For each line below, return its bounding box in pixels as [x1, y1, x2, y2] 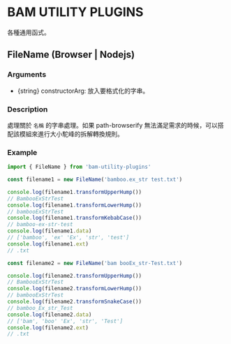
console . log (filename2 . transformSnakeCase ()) [7, 298, 142, 306]
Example [7, 147, 38, 157]
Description [7, 104, 48, 114]
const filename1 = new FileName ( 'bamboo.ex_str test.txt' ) [7, 176, 183, 184]
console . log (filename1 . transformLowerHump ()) [7, 202, 142, 209]
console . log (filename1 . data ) [7, 227, 92, 234]
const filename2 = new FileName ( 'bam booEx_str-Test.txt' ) [7, 260, 183, 267]
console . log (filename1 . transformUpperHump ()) [7, 188, 142, 195]
